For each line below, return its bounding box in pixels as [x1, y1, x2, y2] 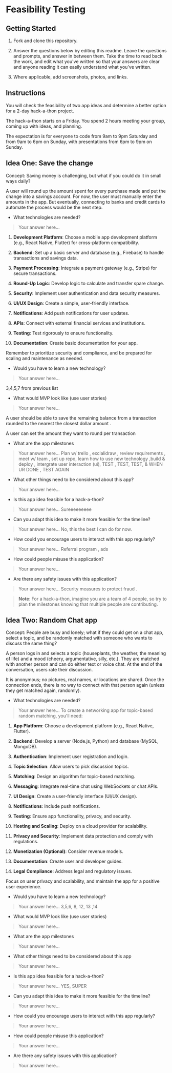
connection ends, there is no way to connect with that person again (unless [6, 682, 165, 688]
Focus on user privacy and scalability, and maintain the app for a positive [6, 878, 160, 884]
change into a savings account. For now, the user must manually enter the [6, 193, 162, 200]
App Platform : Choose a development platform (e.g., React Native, [13, 723, 154, 729]
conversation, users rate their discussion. [6, 667, 93, 673]
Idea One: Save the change [6, 159, 94, 168]
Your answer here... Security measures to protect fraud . [18, 586, 138, 592]
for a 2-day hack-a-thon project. [6, 108, 74, 114]
